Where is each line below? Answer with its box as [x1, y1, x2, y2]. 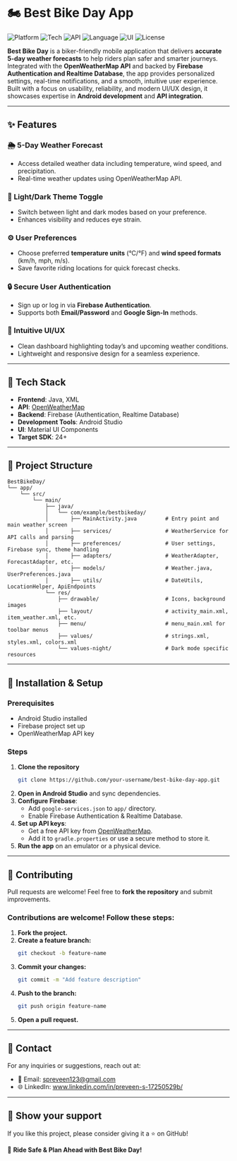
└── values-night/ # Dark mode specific [57, 645, 229, 652]
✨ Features [7, 119, 57, 131]
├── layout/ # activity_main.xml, [57, 608, 229, 615]
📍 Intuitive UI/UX [7, 325, 66, 335]
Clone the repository [17, 763, 80, 771]
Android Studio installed [17, 714, 87, 723]
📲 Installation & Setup [7, 677, 104, 689]
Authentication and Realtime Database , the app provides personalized [7, 69, 215, 78]
